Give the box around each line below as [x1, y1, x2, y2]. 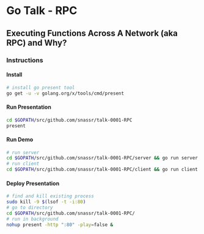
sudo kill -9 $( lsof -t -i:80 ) [6, 199, 86, 205]
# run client [6, 161, 40, 167]
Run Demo [6, 136, 34, 143]
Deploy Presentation [6, 180, 60, 187]
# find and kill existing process [6, 193, 95, 199]
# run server [6, 149, 40, 156]
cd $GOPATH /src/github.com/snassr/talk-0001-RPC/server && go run [6, 155, 179, 161]
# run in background [6, 216, 59, 222]
